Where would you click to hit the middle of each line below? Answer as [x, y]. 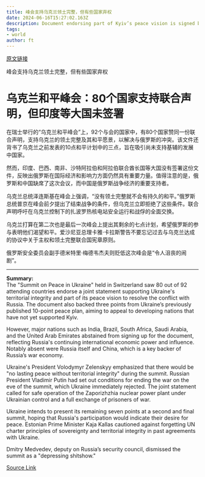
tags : [13, 29]
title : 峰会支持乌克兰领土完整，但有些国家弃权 [59, 12]
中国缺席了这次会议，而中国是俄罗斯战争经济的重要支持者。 [97, 183]
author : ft [20, 40]
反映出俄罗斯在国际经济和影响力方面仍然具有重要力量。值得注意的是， [105, 176]
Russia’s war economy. [35, 355]
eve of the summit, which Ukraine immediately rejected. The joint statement [101, 386]
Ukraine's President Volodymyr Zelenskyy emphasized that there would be [100, 367]
